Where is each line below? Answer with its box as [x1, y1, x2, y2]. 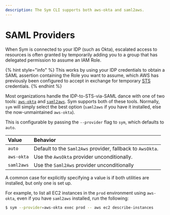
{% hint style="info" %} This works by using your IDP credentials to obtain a [5, 67, 165, 73]
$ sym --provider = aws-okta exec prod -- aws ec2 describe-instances [5, 205, 154, 210]
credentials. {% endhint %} [5, 83, 62, 89]
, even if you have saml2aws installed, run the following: [14, 195, 129, 201]
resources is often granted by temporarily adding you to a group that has [5, 51, 158, 57]
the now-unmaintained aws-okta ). [5, 109, 75, 115]
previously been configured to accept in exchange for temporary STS [5, 77, 151, 84]
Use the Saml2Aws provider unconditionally [34, 161, 134, 168]
